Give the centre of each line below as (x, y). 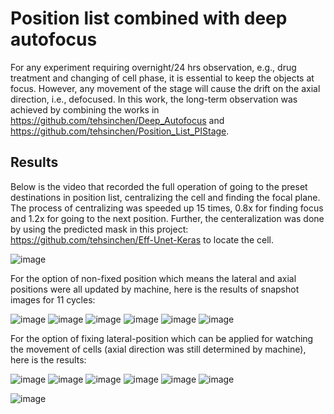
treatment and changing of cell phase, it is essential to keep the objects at (162, 78)
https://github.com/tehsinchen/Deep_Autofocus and (117, 120)
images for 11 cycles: (53, 299)
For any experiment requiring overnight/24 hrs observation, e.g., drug (153, 67)
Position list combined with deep (149, 18)
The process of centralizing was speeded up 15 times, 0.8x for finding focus (167, 208)
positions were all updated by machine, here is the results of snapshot (155, 289)
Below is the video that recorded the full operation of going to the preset (159, 186)
